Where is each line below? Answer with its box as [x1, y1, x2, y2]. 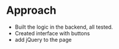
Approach [6, 4, 57, 17]
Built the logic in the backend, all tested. [14, 23, 113, 30]
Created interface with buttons [14, 29, 90, 36]
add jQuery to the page [14, 36, 72, 43]
